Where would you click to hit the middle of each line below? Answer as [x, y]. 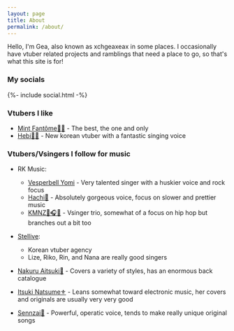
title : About [26, 20]
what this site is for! [36, 62]
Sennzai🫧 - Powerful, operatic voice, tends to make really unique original [122, 313]
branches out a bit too [60, 223]
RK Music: [32, 169]
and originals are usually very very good [75, 300]
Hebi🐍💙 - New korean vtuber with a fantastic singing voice [102, 135]
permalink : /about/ [36, 27]
